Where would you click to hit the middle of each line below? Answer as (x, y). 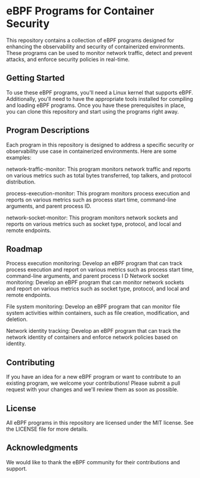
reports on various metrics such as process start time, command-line (91, 200)
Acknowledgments (42, 448)
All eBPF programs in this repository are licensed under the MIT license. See (100, 423)
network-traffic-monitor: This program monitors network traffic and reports (99, 169)
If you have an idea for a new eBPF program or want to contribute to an (93, 377)
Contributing (30, 362)
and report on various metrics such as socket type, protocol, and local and (98, 289)
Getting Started (36, 78)
